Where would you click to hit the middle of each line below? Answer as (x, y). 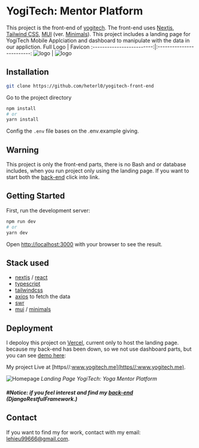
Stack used (28, 263)
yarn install (22, 120)
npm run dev (21, 221)
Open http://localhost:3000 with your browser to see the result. (85, 244)
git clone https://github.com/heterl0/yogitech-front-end (80, 86)
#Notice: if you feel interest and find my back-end (70, 392)
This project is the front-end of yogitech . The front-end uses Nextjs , (90, 28)
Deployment (30, 328)
